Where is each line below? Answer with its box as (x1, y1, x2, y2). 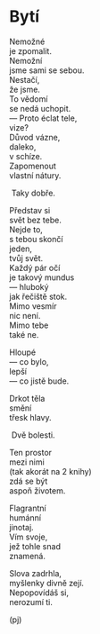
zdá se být (9, 475, 48, 486)
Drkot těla (9, 393, 46, 403)
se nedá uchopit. (9, 103, 71, 113)
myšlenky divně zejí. (9, 577, 85, 588)
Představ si (9, 204, 51, 215)
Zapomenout (9, 160, 56, 171)
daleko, (9, 141, 37, 152)
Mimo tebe (9, 320, 49, 331)
